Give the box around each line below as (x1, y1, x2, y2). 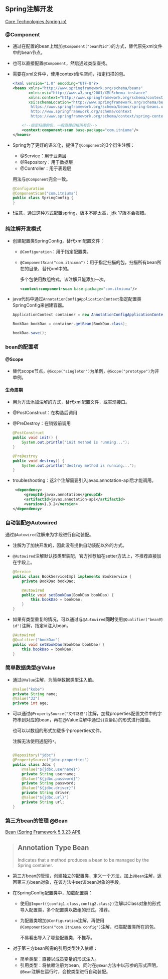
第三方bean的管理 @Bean (5, 817, 68, 824)
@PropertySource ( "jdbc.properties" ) (12, 758, 89, 763)
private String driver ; (22, 790, 71, 796)
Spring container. (17, 862, 54, 868)
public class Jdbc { (12, 762, 56, 767)
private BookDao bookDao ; (22, 579, 76, 584)
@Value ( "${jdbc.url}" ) (22, 795, 69, 800)
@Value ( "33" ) (12, 696, 40, 701)
